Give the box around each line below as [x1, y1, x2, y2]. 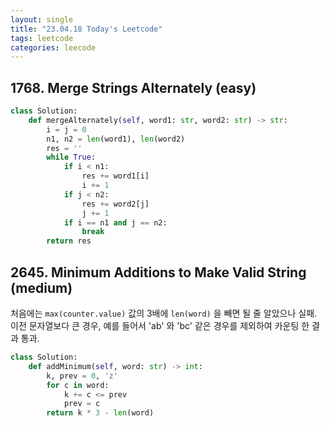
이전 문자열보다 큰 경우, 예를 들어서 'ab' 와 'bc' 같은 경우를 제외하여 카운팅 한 [10, 320, 310, 331]
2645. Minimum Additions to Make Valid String [10, 264, 307, 281]
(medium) [10, 279, 73, 296]
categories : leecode [10, 42, 97, 53]
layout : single [10, 14, 74, 25]
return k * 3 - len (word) [46, 408, 155, 418]
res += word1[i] [81, 171, 150, 181]
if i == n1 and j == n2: [63, 217, 168, 228]
